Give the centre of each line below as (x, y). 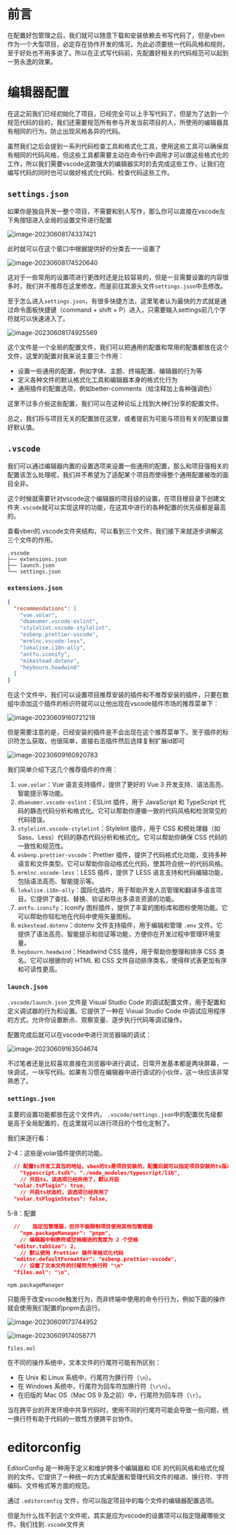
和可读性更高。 (39, 969)
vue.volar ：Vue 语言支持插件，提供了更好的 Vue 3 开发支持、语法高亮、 (122, 785)
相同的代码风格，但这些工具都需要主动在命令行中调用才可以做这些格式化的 (121, 155)
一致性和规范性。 (42, 846)
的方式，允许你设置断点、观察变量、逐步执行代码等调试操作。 (97, 1020)
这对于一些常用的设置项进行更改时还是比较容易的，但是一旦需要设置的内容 (115, 277)
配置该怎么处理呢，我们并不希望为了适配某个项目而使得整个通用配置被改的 (115, 474)
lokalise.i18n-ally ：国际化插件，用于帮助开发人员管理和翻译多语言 (117, 890)
